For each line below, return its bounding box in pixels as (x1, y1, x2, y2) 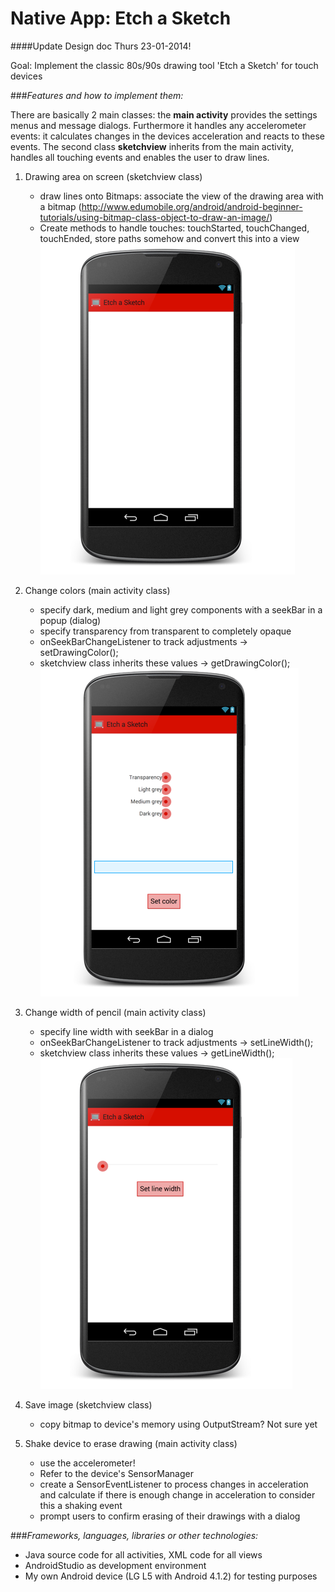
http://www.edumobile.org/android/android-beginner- (81, 200, 303, 212)
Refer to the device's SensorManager (39, 1467, 194, 1479)
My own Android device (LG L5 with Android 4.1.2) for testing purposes (24, 1570, 318, 1582)
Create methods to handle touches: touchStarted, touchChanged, (39, 222, 310, 234)
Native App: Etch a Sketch (10, 7, 232, 30)
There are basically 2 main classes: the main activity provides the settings (10, 108, 318, 121)
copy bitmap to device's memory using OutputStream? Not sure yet (39, 1418, 318, 1430)
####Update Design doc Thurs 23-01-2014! (10, 40, 192, 52)
